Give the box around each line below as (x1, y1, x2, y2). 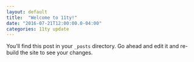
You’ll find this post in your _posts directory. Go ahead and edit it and (6, 43, 179, 50)
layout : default (6, 9, 47, 15)
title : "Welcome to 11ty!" (6, 15, 78, 21)
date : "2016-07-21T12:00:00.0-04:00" (6, 20, 102, 26)
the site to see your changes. (20, 49, 93, 57)
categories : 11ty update (6, 26, 69, 32)
